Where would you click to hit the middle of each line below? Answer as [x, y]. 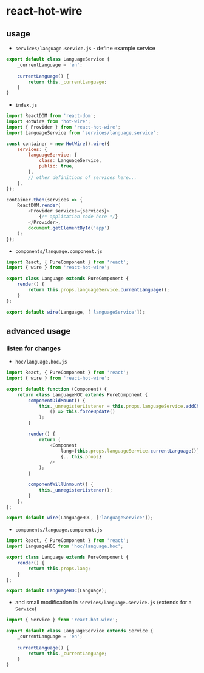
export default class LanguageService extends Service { [80, 631]
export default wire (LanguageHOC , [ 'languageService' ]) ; [80, 518]
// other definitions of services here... [83, 177]
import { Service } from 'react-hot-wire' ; [62, 620]
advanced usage [39, 331]
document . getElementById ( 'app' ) [69, 228]
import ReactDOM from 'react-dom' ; [51, 116]
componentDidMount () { [57, 401]
